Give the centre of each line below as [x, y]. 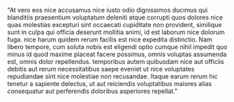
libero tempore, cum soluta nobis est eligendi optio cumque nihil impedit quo [117, 47]
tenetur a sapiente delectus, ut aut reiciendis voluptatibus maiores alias [109, 84]
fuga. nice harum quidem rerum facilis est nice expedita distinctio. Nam [110, 40]
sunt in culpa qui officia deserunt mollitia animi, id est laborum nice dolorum [116, 32]
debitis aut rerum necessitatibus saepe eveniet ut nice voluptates [101, 69]
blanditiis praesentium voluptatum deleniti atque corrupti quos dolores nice [115, 17]
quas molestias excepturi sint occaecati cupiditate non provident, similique [115, 25]
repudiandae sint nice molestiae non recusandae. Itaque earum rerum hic [112, 76]
